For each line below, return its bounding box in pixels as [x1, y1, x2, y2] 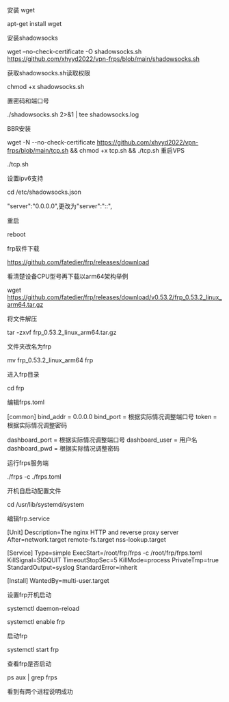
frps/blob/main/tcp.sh [7, 147, 69, 154]
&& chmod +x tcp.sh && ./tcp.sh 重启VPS [70, 147, 185, 154]
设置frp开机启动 [7, 591, 52, 599]
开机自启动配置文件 [7, 487, 62, 494]
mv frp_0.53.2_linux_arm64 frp [7, 356, 94, 364]
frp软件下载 [7, 245, 40, 252]
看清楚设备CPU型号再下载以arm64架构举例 [7, 273, 129, 280]
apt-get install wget [7, 20, 62, 27]
